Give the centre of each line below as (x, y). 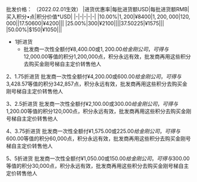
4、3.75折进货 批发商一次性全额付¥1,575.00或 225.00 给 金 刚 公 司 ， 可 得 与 (93, 131)
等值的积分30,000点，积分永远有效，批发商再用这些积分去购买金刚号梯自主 (98, 166)
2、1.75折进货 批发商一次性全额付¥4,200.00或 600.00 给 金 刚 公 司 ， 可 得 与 (94, 77)
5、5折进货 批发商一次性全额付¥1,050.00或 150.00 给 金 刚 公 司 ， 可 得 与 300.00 (98, 158)
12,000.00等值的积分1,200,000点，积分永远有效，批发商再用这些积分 (107, 56)
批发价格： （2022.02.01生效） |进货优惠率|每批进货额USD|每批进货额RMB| (98, 9)
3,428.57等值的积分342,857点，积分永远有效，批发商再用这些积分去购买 (94, 84)
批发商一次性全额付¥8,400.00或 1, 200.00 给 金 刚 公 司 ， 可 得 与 (96, 49)
